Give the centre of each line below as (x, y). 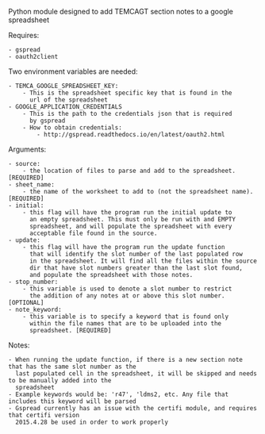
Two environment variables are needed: (73, 71)
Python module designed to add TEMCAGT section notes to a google (121, 12)
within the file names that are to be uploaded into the (125, 324)
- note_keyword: (35, 309)
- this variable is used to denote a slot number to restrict (127, 289)
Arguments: (27, 149)
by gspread (47, 121)
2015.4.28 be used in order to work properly (92, 422)
